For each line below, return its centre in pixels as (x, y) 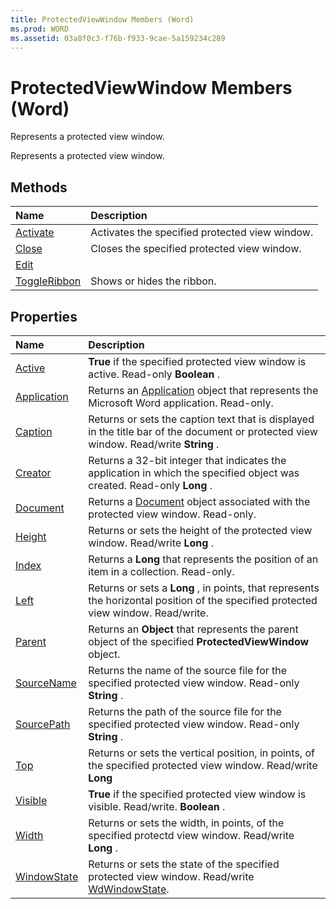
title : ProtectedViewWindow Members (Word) (102, 19)
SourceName (46, 683)
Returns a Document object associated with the (199, 501)
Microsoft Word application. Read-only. (181, 403)
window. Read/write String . (154, 444)
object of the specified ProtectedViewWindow (199, 641)
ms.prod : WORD (40, 29)
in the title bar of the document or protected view (203, 431)
